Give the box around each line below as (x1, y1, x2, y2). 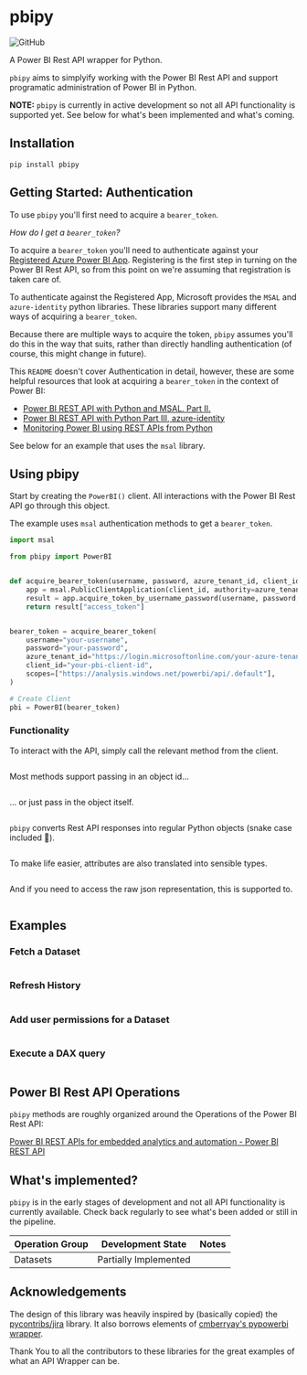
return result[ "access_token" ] (26, 602, 145, 612)
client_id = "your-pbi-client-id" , (26, 661, 153, 670)
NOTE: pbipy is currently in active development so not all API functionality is (9, 99, 296, 111)
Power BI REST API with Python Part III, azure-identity (22, 412, 226, 423)
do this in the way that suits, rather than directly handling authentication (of (9, 338, 292, 349)
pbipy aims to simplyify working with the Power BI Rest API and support (9, 71, 279, 83)
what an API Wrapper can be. (9, 1355, 121, 1366)
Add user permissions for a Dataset (9, 1013, 171, 1026)
